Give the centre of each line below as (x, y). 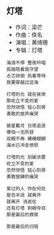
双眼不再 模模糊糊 (26, 139)
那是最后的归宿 (22, 226)
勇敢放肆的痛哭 (22, 177)
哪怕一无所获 (20, 132)
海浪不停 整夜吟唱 (26, 63)
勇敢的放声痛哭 (22, 114)
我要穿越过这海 (22, 82)
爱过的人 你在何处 (26, 188)
